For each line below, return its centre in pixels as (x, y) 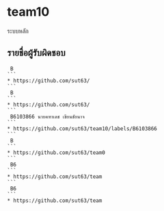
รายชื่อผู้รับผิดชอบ (37, 53)
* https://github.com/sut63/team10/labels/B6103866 (82, 128)
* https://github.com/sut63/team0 (56, 152)
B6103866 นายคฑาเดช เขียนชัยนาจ (47, 116)
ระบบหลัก (18, 31)
